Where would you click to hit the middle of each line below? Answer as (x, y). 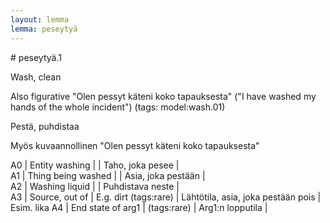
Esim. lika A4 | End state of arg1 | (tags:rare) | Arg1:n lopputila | (139, 207)
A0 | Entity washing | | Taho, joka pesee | (95, 165)
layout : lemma (40, 19)
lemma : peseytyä (44, 29)
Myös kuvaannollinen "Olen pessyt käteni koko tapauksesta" (135, 145)
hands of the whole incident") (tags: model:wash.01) (118, 107)
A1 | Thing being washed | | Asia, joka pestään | (108, 175)
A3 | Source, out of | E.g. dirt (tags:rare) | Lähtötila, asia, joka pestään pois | (166, 197)
